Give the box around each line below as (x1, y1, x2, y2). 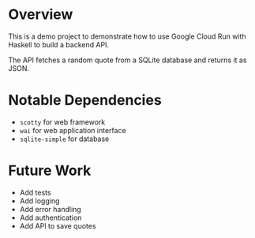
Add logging (19, 195, 60, 206)
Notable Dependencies (8, 91, 162, 110)
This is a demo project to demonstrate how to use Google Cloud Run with (8, 32, 246, 41)
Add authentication (19, 213, 82, 222)
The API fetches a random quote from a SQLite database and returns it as (8, 55, 247, 65)
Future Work (8, 162, 92, 180)
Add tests (19, 188, 51, 197)
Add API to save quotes (19, 221, 96, 230)
